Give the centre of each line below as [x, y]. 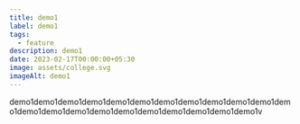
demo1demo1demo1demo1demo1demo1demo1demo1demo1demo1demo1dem [150, 102]
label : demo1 [34, 26]
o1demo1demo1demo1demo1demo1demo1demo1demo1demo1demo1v [136, 111]
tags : [19, 34]
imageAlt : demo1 [40, 76]
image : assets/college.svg [60, 68]
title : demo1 [34, 18]
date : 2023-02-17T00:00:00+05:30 [72, 59]
